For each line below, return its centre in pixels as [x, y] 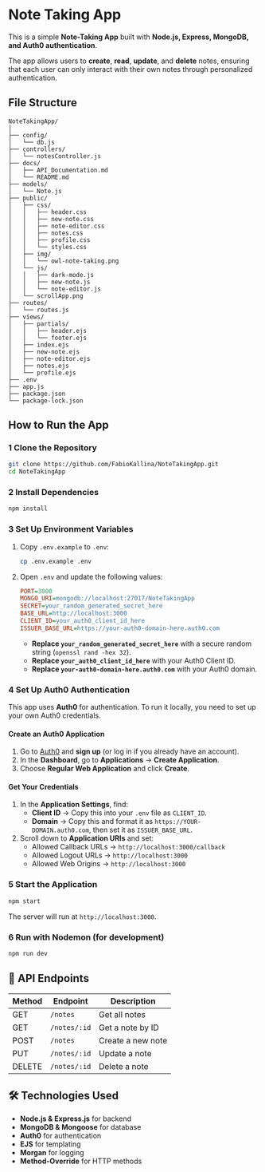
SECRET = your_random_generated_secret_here [91, 606]
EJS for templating [50, 1144]
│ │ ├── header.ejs [48, 331]
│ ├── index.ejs [39, 345]
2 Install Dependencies [54, 493]
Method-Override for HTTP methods [81, 1161]
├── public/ [28, 198]
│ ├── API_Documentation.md [58, 170]
